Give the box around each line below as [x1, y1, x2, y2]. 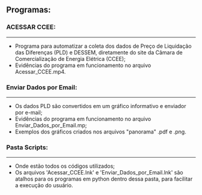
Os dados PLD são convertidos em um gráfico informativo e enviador [14, 102, 186, 109]
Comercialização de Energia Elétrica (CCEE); [14, 55, 126, 62]
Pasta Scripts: [6, 143, 48, 152]
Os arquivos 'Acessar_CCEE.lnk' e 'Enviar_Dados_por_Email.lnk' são [14, 169, 183, 176]
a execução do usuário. [14, 182, 73, 189]
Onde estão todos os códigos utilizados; [14, 162, 115, 170]
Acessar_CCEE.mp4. [14, 68, 66, 75]
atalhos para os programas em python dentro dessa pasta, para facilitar [14, 175, 193, 183]
